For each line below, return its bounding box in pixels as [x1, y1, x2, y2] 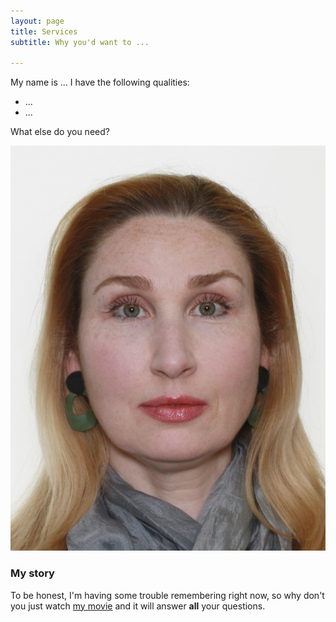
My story [10, 566, 55, 580]
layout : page [10, 16, 65, 26]
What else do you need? [10, 126, 110, 138]
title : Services [10, 26, 78, 37]
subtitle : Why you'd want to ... [10, 37, 150, 47]
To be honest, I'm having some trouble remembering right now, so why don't [10, 589, 325, 601]
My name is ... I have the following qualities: [10, 76, 190, 89]
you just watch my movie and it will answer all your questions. [10, 600, 266, 612]
